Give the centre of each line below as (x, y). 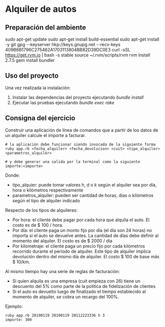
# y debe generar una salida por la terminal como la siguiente (73, 162)
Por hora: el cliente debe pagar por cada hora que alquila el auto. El (81, 220)
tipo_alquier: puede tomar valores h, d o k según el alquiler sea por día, (84, 185)
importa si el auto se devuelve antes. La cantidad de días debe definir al (85, 235)
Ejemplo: (14, 306)
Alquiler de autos (41, 9)
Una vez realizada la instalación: (38, 88)
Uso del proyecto (32, 76)
